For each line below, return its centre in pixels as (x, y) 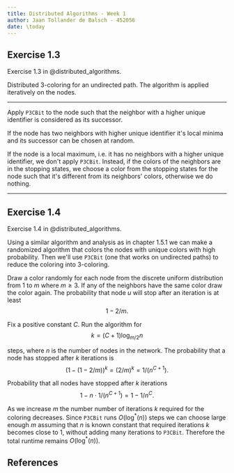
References (33, 462)
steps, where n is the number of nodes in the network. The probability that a (116, 350)
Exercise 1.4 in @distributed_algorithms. (64, 229)
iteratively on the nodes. (42, 93)
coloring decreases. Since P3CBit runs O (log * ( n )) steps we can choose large (117, 417)
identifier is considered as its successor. (65, 120)
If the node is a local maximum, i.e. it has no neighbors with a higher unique (116, 154)
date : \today (26, 26)
